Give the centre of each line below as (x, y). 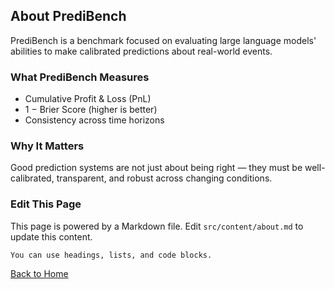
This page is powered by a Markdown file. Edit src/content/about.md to (157, 226)
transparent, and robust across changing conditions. (164, 178)
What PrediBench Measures (80, 77)
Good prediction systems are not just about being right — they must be (156, 168)
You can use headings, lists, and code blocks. (111, 255)
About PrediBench (68, 16)
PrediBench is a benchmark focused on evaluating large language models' (163, 40)
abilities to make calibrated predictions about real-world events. (141, 51)
